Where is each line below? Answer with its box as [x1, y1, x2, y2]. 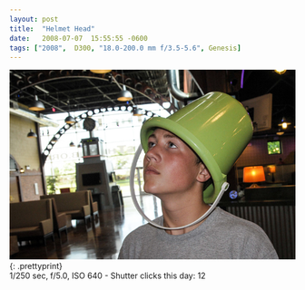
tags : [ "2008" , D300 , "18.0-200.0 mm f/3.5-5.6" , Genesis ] [9, 43, 242, 53]
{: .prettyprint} [9, 260, 64, 271]
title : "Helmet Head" [9, 24, 95, 34]
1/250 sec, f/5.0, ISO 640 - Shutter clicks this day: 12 [9, 270, 206, 281]
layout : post [9, 14, 59, 24]
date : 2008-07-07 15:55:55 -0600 [9, 34, 148, 43]
